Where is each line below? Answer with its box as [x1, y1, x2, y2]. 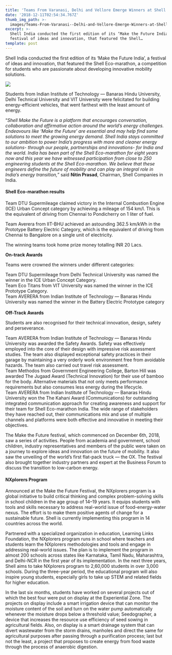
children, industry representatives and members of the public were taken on [5, 443, 165, 449]
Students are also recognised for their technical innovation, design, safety [5, 319, 161, 325]
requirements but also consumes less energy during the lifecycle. [5, 384, 143, 390]
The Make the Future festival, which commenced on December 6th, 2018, [5, 432, 160, 438]
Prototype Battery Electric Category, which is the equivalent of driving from [5, 226, 164, 232]
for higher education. [5, 580, 50, 586]
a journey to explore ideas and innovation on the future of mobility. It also [5, 448, 160, 454]
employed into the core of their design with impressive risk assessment [5, 345, 156, 352]
